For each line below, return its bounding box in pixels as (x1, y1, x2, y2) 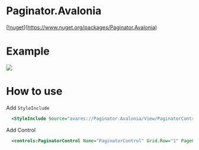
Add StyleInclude (6, 104, 50, 111)
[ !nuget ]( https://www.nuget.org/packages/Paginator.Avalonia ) (6, 24, 158, 31)
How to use (6, 85, 63, 98)
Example (6, 44, 50, 58)
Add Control (6, 126, 36, 133)
